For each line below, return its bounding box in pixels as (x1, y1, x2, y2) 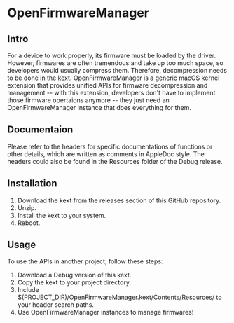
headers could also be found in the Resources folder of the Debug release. (7, 157, 223, 165)
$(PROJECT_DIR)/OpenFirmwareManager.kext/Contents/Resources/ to (17, 293, 222, 302)
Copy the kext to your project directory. (17, 278, 132, 287)
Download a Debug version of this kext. (17, 271, 132, 280)
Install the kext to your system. (17, 211, 106, 219)
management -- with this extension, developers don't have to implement (7, 89, 216, 97)
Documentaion (7, 124, 74, 136)
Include (17, 286, 40, 294)
